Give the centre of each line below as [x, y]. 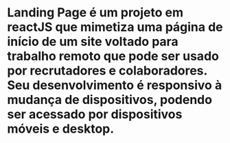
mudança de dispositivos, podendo [110, 100]
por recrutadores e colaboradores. [107, 71]
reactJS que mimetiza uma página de [115, 27]
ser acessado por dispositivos [95, 115]
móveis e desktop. [61, 129]
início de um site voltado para [93, 42]
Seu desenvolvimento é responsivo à [115, 85]
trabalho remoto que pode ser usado [113, 56]
